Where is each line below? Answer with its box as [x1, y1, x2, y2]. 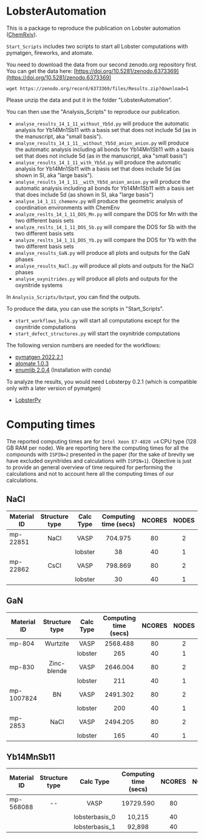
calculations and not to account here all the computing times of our [6, 470, 174, 477]
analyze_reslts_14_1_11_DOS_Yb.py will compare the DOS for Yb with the [15, 236, 197, 243]
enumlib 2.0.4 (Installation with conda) [15, 366, 111, 374]
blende [47, 666, 67, 675]
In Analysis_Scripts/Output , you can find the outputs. [6, 293, 141, 301]
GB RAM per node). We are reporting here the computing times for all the [6, 444, 189, 451]
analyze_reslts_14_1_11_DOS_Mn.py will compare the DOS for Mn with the [15, 210, 198, 217]
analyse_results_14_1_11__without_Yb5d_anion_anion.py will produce [15, 139, 189, 147]
